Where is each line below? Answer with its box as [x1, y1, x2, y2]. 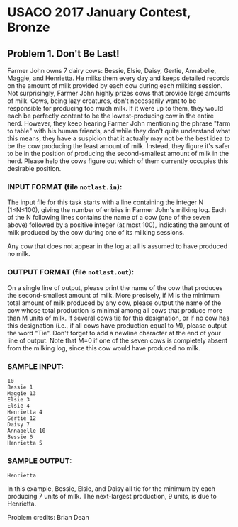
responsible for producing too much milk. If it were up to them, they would [7, 104, 224, 112]
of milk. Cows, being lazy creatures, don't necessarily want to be [7, 96, 197, 105]
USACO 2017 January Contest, [7, 4, 191, 21]
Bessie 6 [7, 433, 33, 440]
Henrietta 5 [7, 439, 42, 447]
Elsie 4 [7, 402, 30, 409]
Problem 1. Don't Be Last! [7, 48, 120, 60]
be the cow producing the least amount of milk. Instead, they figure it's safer [7, 142, 231, 150]
